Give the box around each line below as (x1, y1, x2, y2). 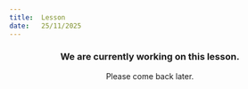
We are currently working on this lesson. (60, 51, 240, 63)
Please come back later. (105, 70, 194, 81)
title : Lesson (9, 12, 66, 22)
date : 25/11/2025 (9, 21, 82, 30)
